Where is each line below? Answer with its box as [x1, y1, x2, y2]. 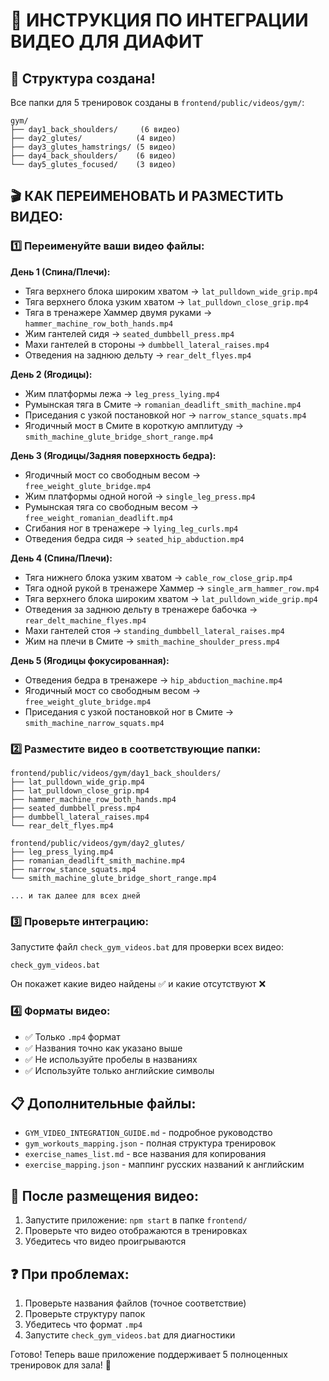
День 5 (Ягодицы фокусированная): [10, 654, 170, 666]
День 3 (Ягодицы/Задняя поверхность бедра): [10, 449, 217, 461]
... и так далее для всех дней [10, 890, 141, 901]
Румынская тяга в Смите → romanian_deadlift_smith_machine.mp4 [24, 398, 302, 410]
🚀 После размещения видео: [10, 1187, 199, 1204]
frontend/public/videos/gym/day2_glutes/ [10, 838, 186, 848]
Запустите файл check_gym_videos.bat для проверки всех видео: [10, 941, 285, 953]
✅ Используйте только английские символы [24, 1064, 215, 1076]
